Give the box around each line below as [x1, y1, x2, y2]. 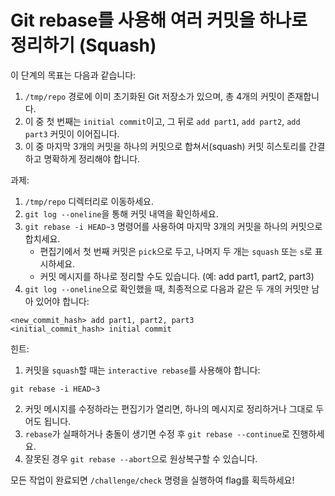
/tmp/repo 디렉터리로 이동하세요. [24, 195, 154, 207]
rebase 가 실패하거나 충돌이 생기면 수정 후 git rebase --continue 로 [24, 427, 290, 440]
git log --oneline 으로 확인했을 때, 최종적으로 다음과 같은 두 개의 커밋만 [24, 282, 310, 295]
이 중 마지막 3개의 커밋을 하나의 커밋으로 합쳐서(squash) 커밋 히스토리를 [24, 140, 307, 152]
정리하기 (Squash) [10, 34, 157, 57]
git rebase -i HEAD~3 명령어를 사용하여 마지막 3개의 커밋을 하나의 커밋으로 [24, 220, 323, 232]
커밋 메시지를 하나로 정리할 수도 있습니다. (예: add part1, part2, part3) [39, 270, 315, 282]
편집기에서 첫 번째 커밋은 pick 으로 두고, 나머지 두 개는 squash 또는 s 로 [39, 245, 313, 257]
